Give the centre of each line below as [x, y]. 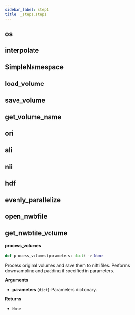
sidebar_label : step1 [27, 10]
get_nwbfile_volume [36, 233]
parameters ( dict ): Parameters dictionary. [54, 289]
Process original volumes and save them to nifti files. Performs [67, 265]
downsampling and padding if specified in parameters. [59, 270]
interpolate [22, 51]
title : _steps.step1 [26, 14]
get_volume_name [33, 117]
